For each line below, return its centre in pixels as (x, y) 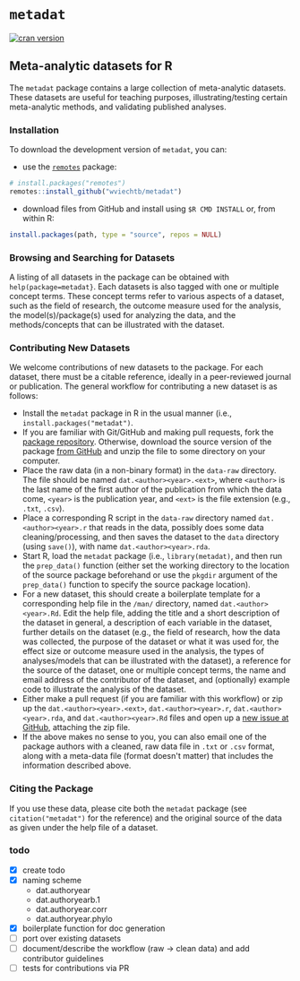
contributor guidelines (63, 959)
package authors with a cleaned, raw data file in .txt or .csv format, (148, 746)
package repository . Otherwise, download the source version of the (147, 442)
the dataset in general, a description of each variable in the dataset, (147, 623)
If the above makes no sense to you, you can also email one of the (144, 737)
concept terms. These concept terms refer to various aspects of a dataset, (147, 296)
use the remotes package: (69, 167)
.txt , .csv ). (43, 509)
